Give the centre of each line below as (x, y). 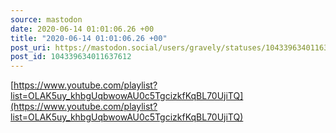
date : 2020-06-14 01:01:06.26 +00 (82, 29)
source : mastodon (46, 19)
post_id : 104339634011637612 (71, 57)
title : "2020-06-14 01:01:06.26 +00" (89, 38)
